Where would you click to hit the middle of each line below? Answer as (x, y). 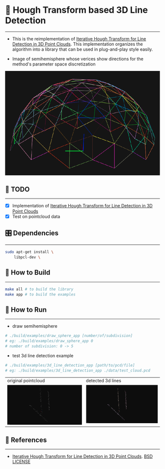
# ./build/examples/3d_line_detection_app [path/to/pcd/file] (70, 365)
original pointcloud (26, 381)
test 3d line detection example (43, 355)
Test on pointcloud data (36, 217)
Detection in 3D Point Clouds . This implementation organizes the (78, 44)
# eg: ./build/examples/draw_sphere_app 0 (49, 341)
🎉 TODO (17, 189)
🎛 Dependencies (32, 233)
